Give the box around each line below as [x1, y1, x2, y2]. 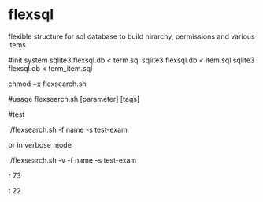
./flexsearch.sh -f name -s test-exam [8, 125, 128, 134]
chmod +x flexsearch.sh [8, 79, 87, 88]
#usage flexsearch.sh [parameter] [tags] [8, 94, 140, 103]
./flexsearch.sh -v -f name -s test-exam [8, 155, 137, 165]
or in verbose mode [8, 140, 72, 149]
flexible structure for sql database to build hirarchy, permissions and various [8, 32, 255, 41]
